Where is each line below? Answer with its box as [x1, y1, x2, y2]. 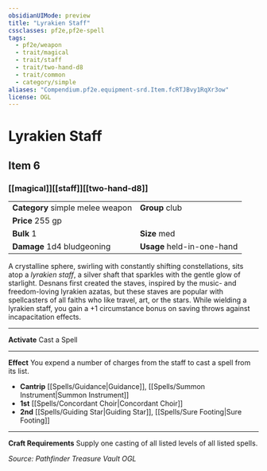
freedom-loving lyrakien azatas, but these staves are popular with [8, 287, 224, 297]
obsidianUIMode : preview [8, 11, 91, 20]
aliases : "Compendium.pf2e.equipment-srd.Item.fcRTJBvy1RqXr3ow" [8, 85, 229, 94]
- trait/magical [15, 49, 69, 56]
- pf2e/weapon [15, 41, 62, 49]
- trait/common [15, 71, 66, 79]
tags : [8, 33, 26, 42]
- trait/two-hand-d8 [15, 64, 83, 72]
